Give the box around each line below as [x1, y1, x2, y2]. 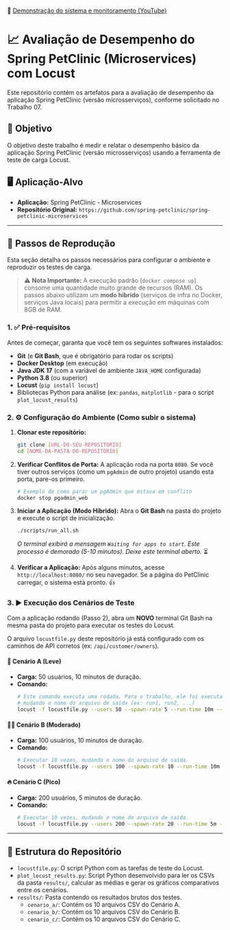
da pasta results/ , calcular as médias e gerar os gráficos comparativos [16, 879, 220, 887]
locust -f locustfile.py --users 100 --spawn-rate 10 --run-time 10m [16, 763, 220, 770]
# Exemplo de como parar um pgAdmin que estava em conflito [16, 488, 192, 495]
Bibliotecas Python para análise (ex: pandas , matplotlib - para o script [16, 388, 214, 396]
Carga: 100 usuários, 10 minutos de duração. [16, 736, 144, 744]
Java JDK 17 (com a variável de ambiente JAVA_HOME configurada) [16, 366, 201, 374]
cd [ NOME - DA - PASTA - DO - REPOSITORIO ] [16, 447, 119, 454]
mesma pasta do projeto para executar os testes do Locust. [7, 621, 175, 629]
